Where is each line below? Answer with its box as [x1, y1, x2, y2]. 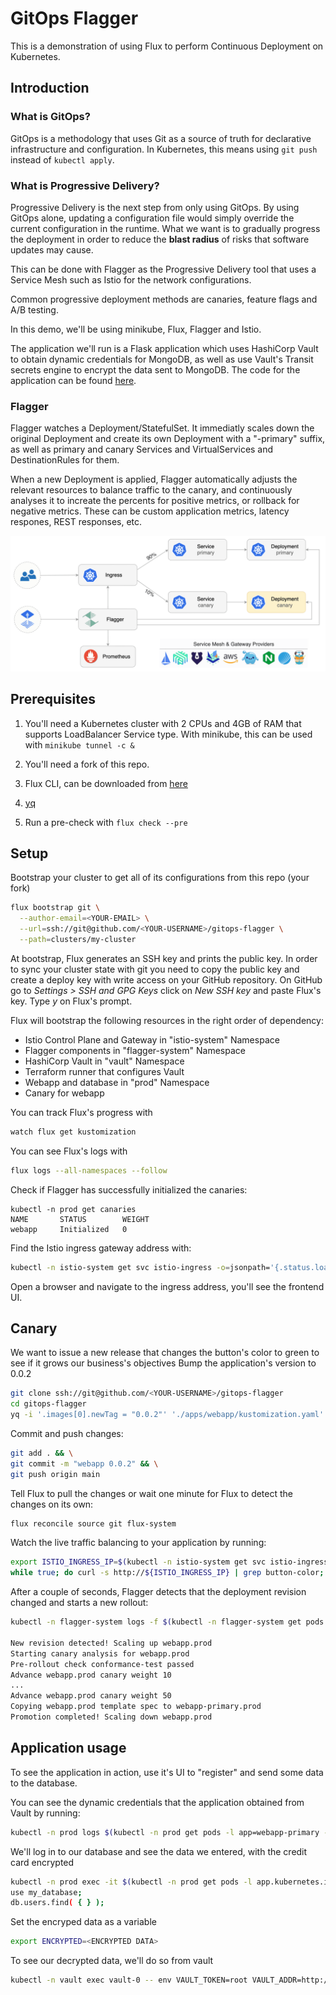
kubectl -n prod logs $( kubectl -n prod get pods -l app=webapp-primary [10, 1827, 320, 1837]
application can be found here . [10, 374, 137, 386]
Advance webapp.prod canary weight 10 [10, 1670, 172, 1680]
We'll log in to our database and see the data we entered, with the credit [10, 1845, 308, 1857]
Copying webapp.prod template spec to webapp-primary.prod [10, 1702, 262, 1712]
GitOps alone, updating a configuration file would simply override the [10, 212, 295, 224]
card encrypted [10, 1856, 75, 1868]
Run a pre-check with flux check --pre [24, 816, 188, 828]
